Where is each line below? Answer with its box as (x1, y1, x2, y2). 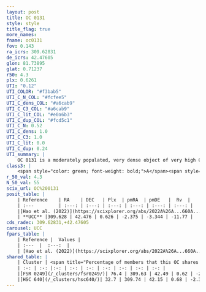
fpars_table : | (6, 231, 45, 237)
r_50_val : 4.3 (6, 174, 43, 181)
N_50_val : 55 (6, 180, 40, 186)
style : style (6, 20, 40, 26)
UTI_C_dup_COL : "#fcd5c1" (6, 117, 72, 123)
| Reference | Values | (17, 236, 81, 242)
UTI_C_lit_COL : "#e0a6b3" (6, 111, 72, 118)
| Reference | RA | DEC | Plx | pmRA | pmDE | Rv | (17, 197, 191, 203)
